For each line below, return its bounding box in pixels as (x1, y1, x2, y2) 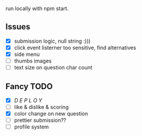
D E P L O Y (14, 97, 42, 104)
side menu (14, 50, 40, 57)
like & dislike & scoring (14, 104, 69, 110)
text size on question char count (14, 64, 93, 71)
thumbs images (14, 57, 52, 64)
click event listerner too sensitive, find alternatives (14, 44, 137, 51)
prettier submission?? (14, 117, 67, 124)
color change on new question (14, 110, 88, 117)
